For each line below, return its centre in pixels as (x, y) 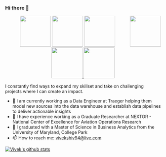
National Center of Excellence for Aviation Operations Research (77, 122)
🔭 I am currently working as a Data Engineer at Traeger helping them (82, 101)
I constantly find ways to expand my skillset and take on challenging (75, 86)
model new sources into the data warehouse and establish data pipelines (86, 106)
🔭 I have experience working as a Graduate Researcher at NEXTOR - (82, 117)
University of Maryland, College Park (50, 132)
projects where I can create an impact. (44, 92)
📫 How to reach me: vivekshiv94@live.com (57, 138)
